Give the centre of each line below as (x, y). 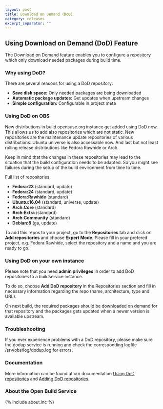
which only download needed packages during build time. (63, 60)
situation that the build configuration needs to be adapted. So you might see (81, 162)
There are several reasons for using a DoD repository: (59, 83)
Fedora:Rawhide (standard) (40, 197)
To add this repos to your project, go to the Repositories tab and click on (78, 232)
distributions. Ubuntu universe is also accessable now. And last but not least (82, 142)
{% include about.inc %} (30, 402)
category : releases (25, 19)
